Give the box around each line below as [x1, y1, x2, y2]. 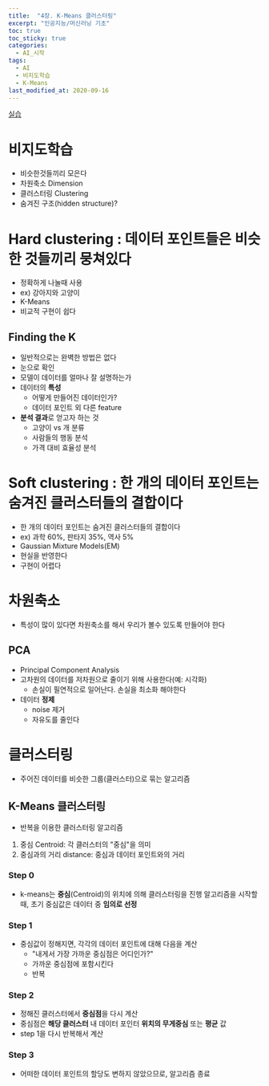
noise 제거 [31, 704, 66, 714]
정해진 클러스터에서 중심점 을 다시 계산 [19, 1009, 139, 1019]
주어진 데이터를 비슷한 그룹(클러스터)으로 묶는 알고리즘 [19, 774, 191, 783]
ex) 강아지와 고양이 [19, 288, 80, 298]
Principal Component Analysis [19, 665, 120, 674]
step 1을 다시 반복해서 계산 [19, 1029, 104, 1039]
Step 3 [8, 1049, 34, 1060]
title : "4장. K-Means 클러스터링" [8, 11, 117, 20]
